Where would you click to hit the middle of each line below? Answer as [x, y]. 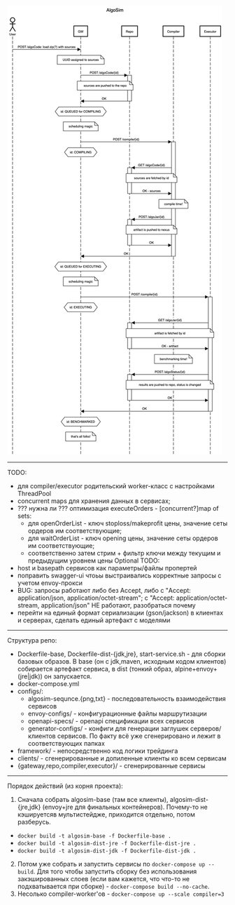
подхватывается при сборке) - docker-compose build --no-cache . [113, 886]
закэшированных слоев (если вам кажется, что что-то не [104, 879]
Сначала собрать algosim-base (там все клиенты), [93, 799]
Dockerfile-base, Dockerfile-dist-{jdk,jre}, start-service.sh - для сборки [121, 654]
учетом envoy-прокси [50, 583]
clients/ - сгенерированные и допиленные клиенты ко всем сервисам [122, 758]
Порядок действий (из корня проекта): [65, 786]
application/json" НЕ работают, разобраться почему [118, 605]
